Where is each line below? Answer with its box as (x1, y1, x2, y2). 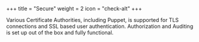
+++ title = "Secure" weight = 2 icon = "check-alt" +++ (6, 5, 142, 12)
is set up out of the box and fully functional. (6, 29, 114, 36)
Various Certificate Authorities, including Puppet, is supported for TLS (6, 17, 179, 23)
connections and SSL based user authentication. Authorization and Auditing (6, 23, 194, 30)
